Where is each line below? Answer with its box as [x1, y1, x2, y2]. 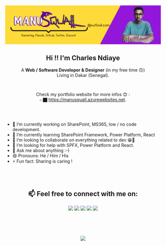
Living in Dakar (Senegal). [56, 72, 110, 78]
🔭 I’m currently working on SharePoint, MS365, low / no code [12, 121, 137, 127]
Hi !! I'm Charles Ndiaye [46, 54, 120, 62]
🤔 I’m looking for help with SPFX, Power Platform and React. [12, 142, 134, 148]
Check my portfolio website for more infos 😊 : [36, 91, 130, 97]
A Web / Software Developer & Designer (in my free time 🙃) [21, 67, 145, 73]
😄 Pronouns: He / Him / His [12, 152, 69, 158]
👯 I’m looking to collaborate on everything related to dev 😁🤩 [12, 137, 135, 143]
